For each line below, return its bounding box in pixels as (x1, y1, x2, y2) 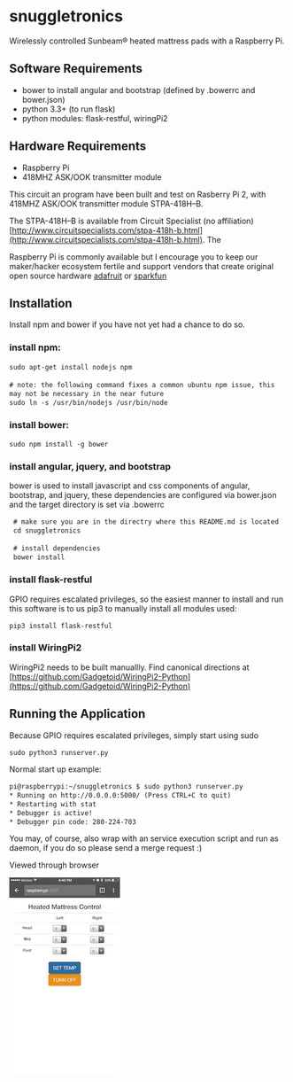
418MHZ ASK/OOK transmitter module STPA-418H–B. (9, 198, 204, 209)
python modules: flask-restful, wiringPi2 (21, 113, 168, 123)
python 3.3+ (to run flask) (21, 104, 116, 114)
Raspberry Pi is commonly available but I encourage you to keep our (9, 251, 258, 262)
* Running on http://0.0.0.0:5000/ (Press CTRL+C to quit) (9, 790, 232, 799)
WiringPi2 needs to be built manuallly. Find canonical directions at (9, 662, 250, 673)
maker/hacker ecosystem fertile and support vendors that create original (9, 261, 274, 271)
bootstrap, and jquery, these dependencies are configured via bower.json (9, 490, 277, 501)
